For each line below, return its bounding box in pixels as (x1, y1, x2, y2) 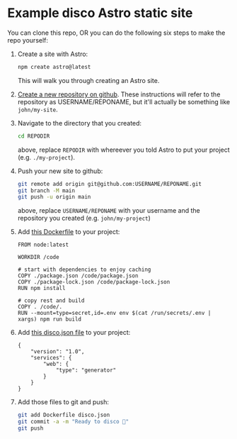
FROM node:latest (17, 241, 69, 249)
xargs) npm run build (17, 316, 81, 323)
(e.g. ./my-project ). (17, 152, 76, 161)
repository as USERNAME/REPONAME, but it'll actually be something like (17, 97, 231, 106)
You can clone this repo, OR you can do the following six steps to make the (7, 28, 226, 37)
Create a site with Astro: (17, 50, 88, 58)
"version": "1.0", (30, 348, 85, 355)
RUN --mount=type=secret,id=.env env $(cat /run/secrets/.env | (17, 310, 212, 317)
